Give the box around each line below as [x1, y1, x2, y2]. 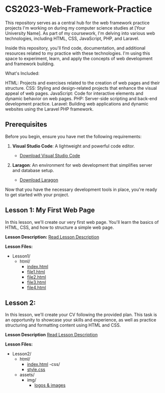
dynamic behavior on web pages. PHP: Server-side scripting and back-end [5, 95, 158, 102]
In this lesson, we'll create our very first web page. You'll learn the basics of [5, 219, 159, 225]
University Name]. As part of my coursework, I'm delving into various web [5, 30, 155, 36]
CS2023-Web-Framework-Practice [5, 3, 152, 15]
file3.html [27, 279, 46, 285]
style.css [27, 366, 45, 373]
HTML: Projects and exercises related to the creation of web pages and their [5, 80, 160, 86]
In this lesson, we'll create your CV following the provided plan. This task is [5, 312, 157, 318]
